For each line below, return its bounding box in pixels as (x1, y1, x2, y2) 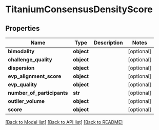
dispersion (8, 64, 35, 71)
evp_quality (8, 81, 37, 88)
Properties (5, 24, 40, 33)
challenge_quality (8, 56, 52, 63)
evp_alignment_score (8, 73, 62, 80)
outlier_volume (8, 98, 45, 104)
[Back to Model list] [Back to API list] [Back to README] (5, 119, 123, 125)
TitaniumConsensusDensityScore (5, 4, 153, 15)
